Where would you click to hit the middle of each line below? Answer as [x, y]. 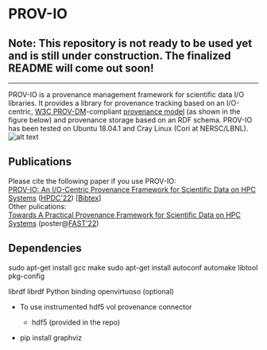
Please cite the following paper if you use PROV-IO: [92, 181]
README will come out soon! [81, 68]
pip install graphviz [50, 337]
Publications [40, 162]
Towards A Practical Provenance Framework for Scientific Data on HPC [124, 215]
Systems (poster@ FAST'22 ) [54, 223]
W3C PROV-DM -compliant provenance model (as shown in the [137, 111]
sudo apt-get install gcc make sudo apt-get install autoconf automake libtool [133, 267]
